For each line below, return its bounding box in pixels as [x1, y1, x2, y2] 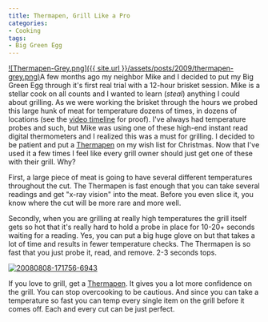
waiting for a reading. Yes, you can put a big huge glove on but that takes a [8, 231, 256, 240]
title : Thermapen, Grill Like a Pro [8, 11, 130, 20]
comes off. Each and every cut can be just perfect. [8, 304, 175, 314]
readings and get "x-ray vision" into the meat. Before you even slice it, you [8, 190, 254, 199]
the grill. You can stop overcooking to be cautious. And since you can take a [8, 288, 259, 297]
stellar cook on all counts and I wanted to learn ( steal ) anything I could [8, 89, 240, 99]
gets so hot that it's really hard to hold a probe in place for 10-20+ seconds [8, 222, 255, 232]
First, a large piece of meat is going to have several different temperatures [8, 173, 253, 183]
